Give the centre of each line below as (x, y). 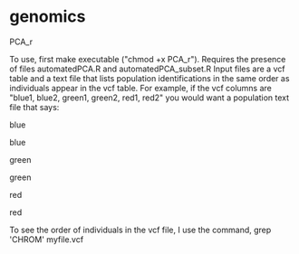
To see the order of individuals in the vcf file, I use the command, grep (140, 230)
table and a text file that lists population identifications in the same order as (149, 78)
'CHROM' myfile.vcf (47, 239)
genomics (48, 17)
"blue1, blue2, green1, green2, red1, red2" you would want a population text (149, 98)
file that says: (34, 107)
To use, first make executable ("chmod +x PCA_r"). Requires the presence (148, 59)
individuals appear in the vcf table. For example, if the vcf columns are (140, 88)
